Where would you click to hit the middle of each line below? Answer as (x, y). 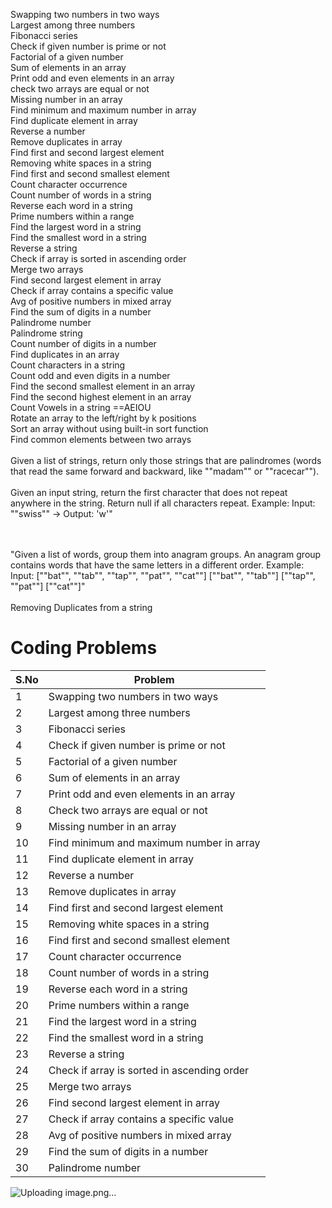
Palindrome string (46, 333)
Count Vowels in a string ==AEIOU (81, 407)
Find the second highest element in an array (101, 397)
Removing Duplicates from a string (81, 607)
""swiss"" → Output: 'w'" (61, 513)
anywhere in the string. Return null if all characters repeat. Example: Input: (163, 503)
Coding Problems (84, 648)
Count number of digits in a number (83, 343)
